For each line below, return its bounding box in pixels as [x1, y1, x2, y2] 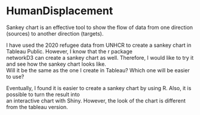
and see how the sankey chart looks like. [6, 60, 106, 68]
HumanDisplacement [6, 4, 113, 18]
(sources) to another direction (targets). [6, 30, 104, 37]
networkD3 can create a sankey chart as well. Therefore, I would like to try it [6, 54, 194, 61]
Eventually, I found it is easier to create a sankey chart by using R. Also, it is [6, 84, 192, 91]
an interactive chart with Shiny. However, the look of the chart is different [6, 97, 186, 104]
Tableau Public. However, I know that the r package [6, 47, 133, 55]
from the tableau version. [6, 103, 69, 110]
